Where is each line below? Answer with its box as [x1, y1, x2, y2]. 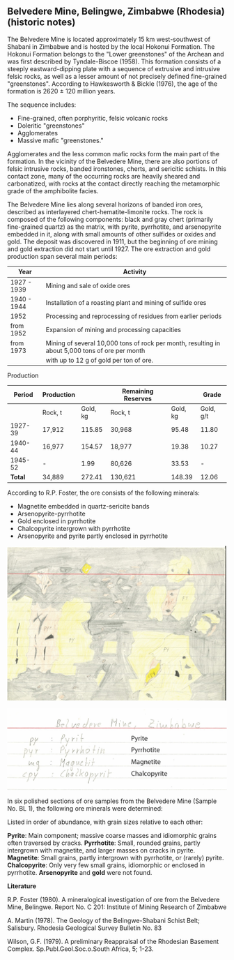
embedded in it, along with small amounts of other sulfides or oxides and [7, 230, 216, 238]
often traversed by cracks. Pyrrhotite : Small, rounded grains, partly [7, 839, 201, 847]
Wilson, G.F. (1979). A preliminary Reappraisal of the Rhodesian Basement [7, 937, 219, 945]
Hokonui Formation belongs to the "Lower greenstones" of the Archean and [7, 50, 224, 58]
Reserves [123, 394, 152, 403]
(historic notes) [7, 17, 76, 29]
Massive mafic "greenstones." [17, 136, 104, 144]
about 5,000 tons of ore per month [45, 346, 146, 354]
